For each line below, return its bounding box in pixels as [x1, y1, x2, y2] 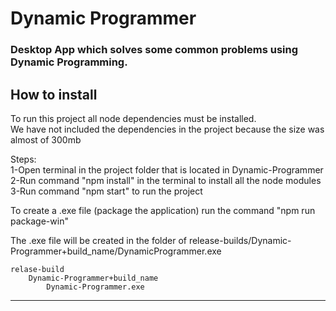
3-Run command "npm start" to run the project [10, 185, 203, 197]
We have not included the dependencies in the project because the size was [10, 123, 325, 135]
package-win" [10, 215, 69, 227]
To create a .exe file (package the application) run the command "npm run [10, 204, 316, 216]
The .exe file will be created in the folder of [10, 234, 187, 246]
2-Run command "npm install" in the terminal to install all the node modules [10, 174, 322, 186]
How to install [10, 86, 98, 103]
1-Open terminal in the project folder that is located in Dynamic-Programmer [10, 163, 324, 176]
